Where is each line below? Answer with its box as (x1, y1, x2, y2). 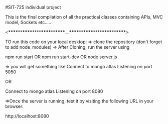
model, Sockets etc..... (5, 20, 52, 25)
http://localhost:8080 (5, 113, 49, 119)
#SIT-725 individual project (5, 5, 61, 10)
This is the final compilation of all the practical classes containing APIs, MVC (5, 14, 163, 20)
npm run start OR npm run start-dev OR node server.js (5, 54, 117, 60)
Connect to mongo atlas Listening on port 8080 (5, 88, 103, 94)
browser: (5, 103, 24, 109)
